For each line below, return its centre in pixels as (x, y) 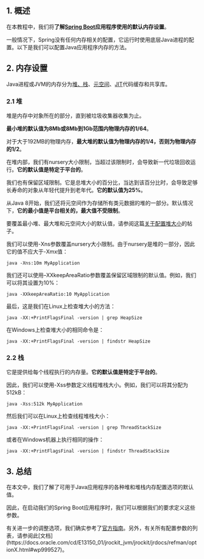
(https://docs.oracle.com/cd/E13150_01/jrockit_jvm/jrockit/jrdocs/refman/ (97, 543)
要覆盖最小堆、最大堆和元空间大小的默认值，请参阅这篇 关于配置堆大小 (94, 223)
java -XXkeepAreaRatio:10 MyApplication (58, 294)
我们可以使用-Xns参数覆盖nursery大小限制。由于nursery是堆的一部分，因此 (101, 244)
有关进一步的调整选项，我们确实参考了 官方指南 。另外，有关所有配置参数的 (99, 528)
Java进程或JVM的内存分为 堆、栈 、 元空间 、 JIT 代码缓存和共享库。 (89, 84)
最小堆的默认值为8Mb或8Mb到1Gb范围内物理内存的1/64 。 (79, 128)
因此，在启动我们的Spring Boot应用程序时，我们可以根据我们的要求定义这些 (101, 508)
